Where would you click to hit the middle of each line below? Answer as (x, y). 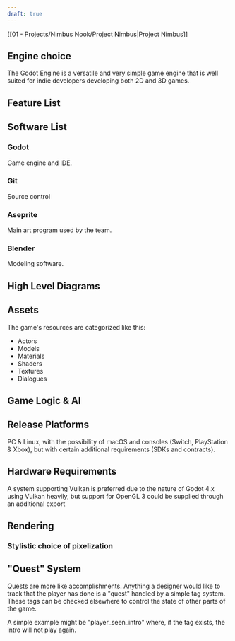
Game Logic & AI (44, 401)
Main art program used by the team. (60, 230)
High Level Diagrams (54, 286)
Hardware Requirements (62, 472)
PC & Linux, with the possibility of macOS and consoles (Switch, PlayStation (117, 441)
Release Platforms (48, 425)
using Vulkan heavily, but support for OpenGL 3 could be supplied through (115, 496)
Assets (23, 310)
